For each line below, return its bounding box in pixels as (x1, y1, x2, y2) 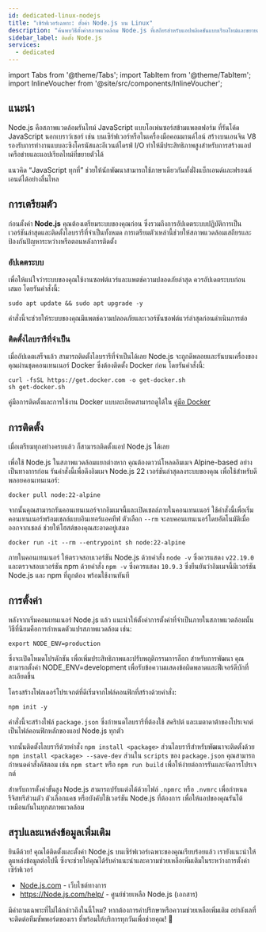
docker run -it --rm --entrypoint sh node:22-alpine (8, 539, 186, 547)
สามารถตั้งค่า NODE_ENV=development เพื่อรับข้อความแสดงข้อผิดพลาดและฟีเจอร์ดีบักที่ (8, 663, 249, 672)
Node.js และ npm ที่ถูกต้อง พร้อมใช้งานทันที (8, 571, 130, 580)
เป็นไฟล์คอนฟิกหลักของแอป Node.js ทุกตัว (8, 726, 124, 735)
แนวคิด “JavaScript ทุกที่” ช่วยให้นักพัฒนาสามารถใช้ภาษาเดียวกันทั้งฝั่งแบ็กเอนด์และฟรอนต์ (8, 165, 252, 174)
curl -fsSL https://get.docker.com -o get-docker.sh (8, 376, 186, 384)
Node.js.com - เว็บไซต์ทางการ (19, 880, 107, 890)
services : (8, 41, 41, 49)
